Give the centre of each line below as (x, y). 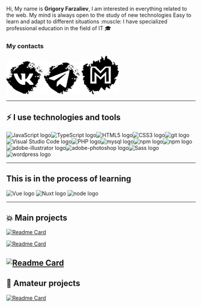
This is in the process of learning (69, 179)
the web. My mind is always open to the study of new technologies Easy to (99, 15)
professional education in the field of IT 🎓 (59, 28)
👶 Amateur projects (43, 283)
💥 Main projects (37, 218)
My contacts (25, 46)
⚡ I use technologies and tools (64, 118)
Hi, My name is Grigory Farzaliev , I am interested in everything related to (97, 9)
